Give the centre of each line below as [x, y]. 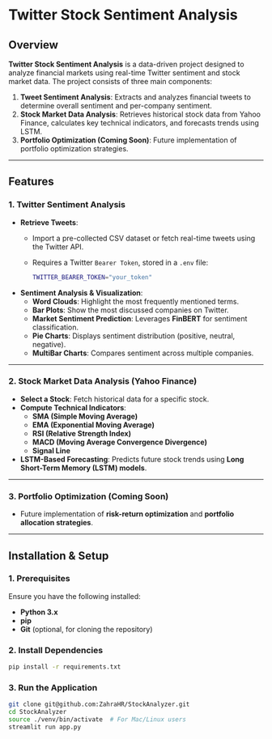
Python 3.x [39, 612]
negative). [49, 344]
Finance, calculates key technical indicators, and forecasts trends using [139, 123]
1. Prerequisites [39, 579]
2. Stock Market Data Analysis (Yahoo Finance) [103, 381]
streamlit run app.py [45, 727]
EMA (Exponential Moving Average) [93, 425]
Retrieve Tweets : [49, 222]
